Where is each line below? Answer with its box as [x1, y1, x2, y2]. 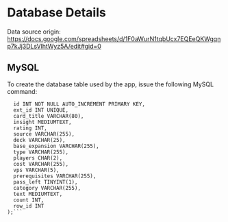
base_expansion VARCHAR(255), [13, 143, 99, 149]
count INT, [13, 197, 45, 203]
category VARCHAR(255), [13, 184, 81, 191]
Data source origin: [7, 27, 62, 36]
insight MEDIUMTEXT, [13, 119, 72, 125]
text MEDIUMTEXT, [13, 190, 63, 197]
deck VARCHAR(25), [13, 136, 66, 143]
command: [7, 87, 38, 95]
